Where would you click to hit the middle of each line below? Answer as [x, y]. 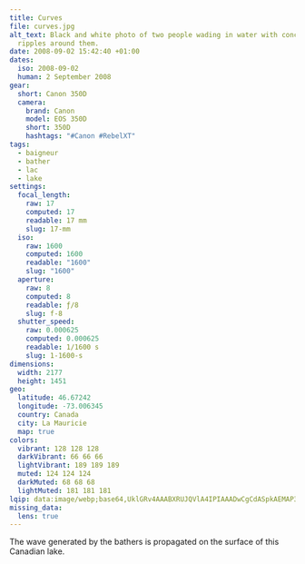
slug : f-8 [44, 313]
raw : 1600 [44, 246]
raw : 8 [38, 288]
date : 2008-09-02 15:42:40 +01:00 [75, 52]
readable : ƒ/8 [52, 305]
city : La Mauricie [53, 423]
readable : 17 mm [57, 220]
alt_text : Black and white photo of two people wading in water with [144, 35]
